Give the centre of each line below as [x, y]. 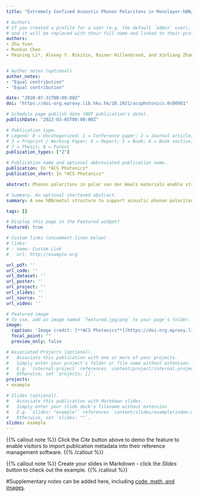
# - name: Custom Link [34, 249]
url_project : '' [26, 287]
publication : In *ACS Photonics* [47, 169]
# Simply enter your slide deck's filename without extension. [88, 407]
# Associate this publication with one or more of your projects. [92, 357]
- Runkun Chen [24, 50]
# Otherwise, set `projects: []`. [51, 374]
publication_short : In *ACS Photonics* [55, 174]
